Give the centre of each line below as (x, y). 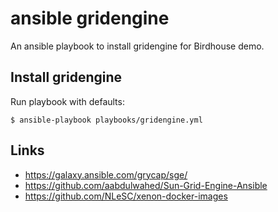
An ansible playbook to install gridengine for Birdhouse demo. (137, 46)
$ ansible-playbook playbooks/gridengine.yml (106, 120)
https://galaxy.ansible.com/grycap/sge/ (106, 174)
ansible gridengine (90, 18)
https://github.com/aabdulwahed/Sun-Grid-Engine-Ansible (146, 185)
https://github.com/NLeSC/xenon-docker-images (126, 196)
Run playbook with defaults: (67, 101)
